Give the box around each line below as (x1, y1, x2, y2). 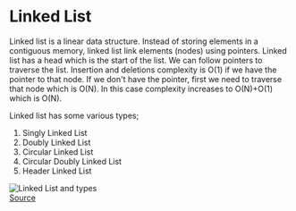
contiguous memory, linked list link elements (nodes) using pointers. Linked (9, 45, 288, 55)
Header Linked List (21, 165, 92, 176)
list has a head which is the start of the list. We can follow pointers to (9, 55, 263, 65)
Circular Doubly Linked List (21, 156, 123, 166)
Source (9, 192, 36, 203)
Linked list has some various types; (9, 110, 140, 121)
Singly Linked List (21, 127, 88, 138)
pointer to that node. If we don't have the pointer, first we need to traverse (9, 73, 283, 84)
